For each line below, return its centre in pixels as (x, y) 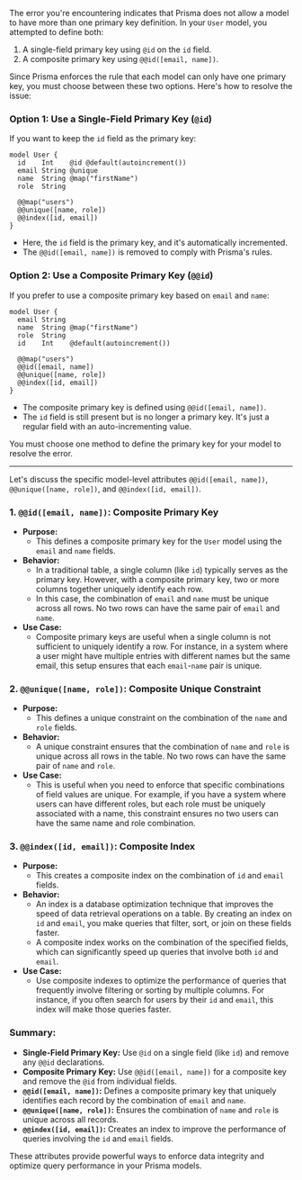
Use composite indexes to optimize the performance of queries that (161, 981)
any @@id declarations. (63, 1062)
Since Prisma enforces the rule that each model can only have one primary (147, 77)
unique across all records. (70, 1119)
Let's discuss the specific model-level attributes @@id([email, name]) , (138, 479)
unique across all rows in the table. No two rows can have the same (160, 756)
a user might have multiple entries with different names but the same (163, 655)
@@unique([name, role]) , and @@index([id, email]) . (106, 489)
